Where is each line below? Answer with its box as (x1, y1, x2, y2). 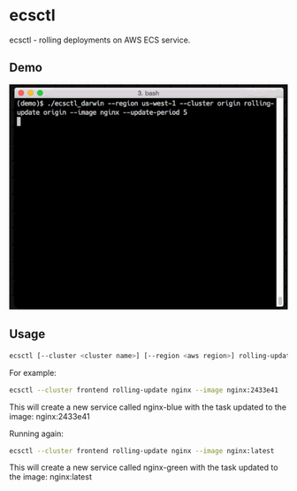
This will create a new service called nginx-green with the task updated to (9, 462, 278, 473)
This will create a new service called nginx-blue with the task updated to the (9, 402, 287, 412)
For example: (9, 367, 57, 378)
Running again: (9, 428, 65, 439)
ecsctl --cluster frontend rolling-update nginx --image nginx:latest (9, 446, 275, 456)
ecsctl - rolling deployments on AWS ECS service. (9, 35, 191, 45)
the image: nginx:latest (9, 472, 93, 482)
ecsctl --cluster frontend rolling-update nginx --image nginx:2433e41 (9, 386, 278, 395)
